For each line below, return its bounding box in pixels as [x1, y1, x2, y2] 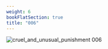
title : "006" [6, 20, 39, 26]
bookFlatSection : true [6, 14, 63, 20]
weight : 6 [6, 8, 31, 15]
